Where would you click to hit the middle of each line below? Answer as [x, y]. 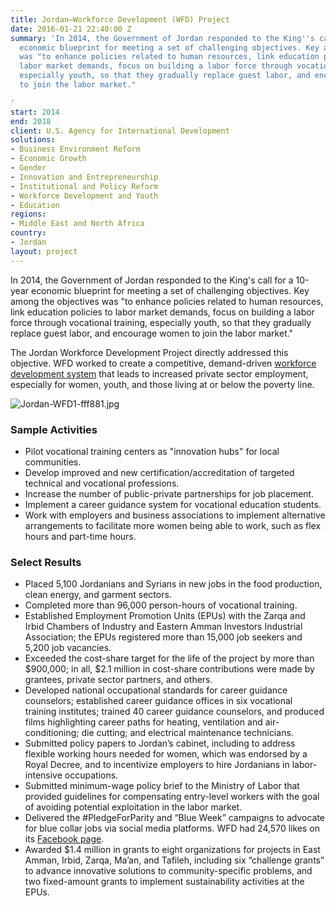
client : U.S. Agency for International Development [120, 131]
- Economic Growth [48, 159]
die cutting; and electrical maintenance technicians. [187, 733]
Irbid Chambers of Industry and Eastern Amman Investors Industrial [163, 627]
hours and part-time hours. [80, 536]
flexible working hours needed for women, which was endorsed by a [166, 754]
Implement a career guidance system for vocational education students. [173, 504]
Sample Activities [54, 429]
